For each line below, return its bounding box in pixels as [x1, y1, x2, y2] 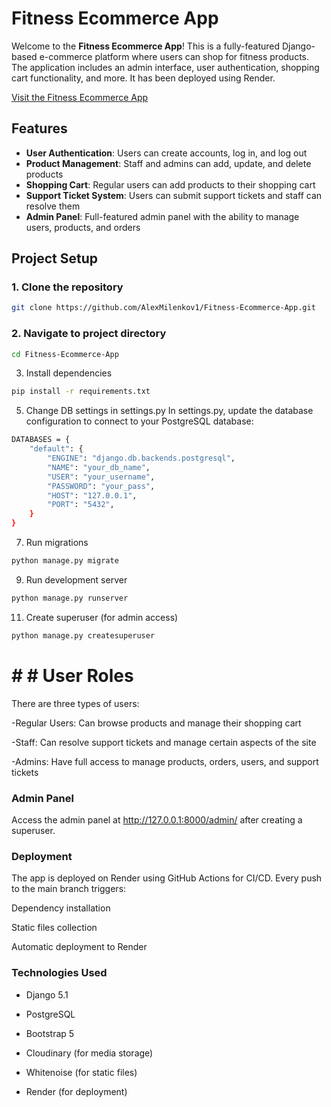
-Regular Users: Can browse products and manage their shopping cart [11, 717, 302, 729]
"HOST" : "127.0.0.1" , [47, 490, 138, 501]
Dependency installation [11, 902, 111, 914]
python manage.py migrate [11, 556, 119, 566]
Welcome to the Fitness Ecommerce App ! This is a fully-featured [11, 40, 281, 52]
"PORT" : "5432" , [47, 500, 115, 510]
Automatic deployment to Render [11, 941, 148, 953]
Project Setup [11, 250, 99, 267]
